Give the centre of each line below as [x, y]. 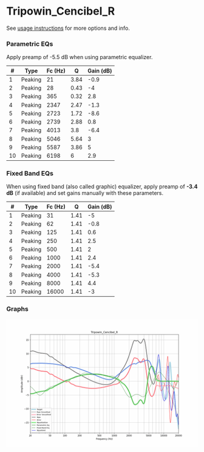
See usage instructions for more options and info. [68, 28]
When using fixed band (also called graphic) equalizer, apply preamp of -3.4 [102, 186]
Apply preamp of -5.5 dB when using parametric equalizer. [80, 57]
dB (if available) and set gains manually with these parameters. [85, 193]
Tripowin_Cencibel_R [61, 11]
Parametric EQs [30, 44]
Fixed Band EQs [30, 173]
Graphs [17, 309]
